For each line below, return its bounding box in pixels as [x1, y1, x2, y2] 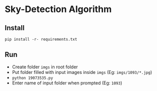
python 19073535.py [12, 75, 54, 80]
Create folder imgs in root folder [12, 64, 78, 70]
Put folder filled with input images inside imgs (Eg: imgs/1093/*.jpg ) [12, 69, 152, 75]
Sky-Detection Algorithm [5, 4, 112, 15]
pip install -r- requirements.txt [5, 37, 78, 42]
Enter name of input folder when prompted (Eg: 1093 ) [12, 79, 122, 86]
